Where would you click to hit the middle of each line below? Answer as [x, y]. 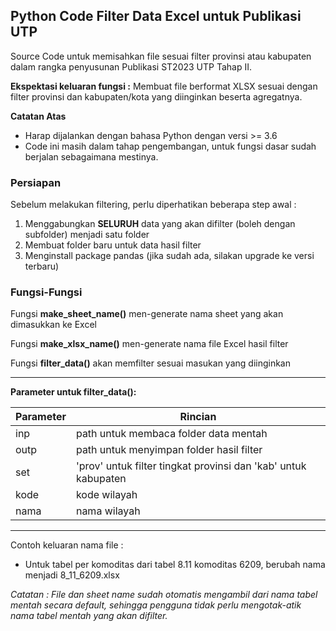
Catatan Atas [38, 116]
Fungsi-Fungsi [46, 292]
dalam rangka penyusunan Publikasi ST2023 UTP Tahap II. [131, 66]
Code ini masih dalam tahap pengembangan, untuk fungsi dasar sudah [170, 146]
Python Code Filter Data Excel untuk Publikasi [156, 16]
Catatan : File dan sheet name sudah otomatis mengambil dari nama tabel [164, 595]
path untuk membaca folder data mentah [171, 434]
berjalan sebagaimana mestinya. [91, 156]
